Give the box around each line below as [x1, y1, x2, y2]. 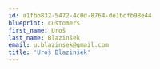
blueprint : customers [8, 19, 81, 27]
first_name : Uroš [8, 26, 66, 34]
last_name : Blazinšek [8, 33, 81, 42]
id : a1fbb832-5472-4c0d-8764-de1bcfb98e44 [8, 11, 152, 20]
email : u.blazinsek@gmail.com [8, 41, 110, 49]
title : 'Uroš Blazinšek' [8, 48, 91, 56]
